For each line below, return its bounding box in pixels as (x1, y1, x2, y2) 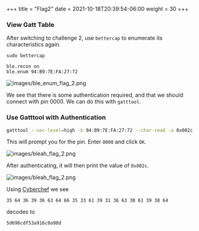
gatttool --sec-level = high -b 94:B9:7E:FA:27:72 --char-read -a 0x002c (6, 127, 193, 134)
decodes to (6, 208, 36, 216)
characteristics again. (6, 41, 61, 48)
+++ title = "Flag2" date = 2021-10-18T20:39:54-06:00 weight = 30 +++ (6, 6, 189, 12)
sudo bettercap (6, 53, 45, 59)
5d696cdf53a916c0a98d (6, 220, 62, 226)
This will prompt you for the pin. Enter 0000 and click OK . (6, 138, 147, 146)
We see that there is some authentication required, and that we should (6, 91, 184, 99)
